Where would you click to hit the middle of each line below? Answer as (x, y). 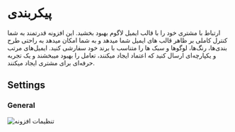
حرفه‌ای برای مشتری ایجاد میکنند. (51, 62)
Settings (27, 86)
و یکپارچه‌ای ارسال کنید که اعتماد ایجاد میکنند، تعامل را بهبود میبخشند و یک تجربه (112, 55)
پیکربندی (30, 13)
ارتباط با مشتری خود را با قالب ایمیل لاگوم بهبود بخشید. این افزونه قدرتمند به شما (114, 33)
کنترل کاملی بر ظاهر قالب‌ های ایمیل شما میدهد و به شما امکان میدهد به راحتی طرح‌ (117, 40)
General (21, 106)
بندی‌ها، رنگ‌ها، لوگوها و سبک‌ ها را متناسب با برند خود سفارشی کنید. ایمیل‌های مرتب (117, 48)
